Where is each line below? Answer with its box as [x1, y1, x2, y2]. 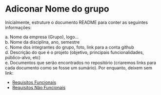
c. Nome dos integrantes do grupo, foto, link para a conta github [5, 44, 134, 50]
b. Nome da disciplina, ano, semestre [5, 39, 80, 45]
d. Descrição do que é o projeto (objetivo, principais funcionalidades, [5, 49, 144, 55]
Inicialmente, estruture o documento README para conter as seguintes [5, 19, 148, 25]
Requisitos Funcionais [12, 79, 56, 85]
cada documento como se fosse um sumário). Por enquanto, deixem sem [5, 64, 153, 71]
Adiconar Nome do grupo [5, 3, 110, 15]
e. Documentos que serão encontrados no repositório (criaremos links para [5, 60, 156, 65]
